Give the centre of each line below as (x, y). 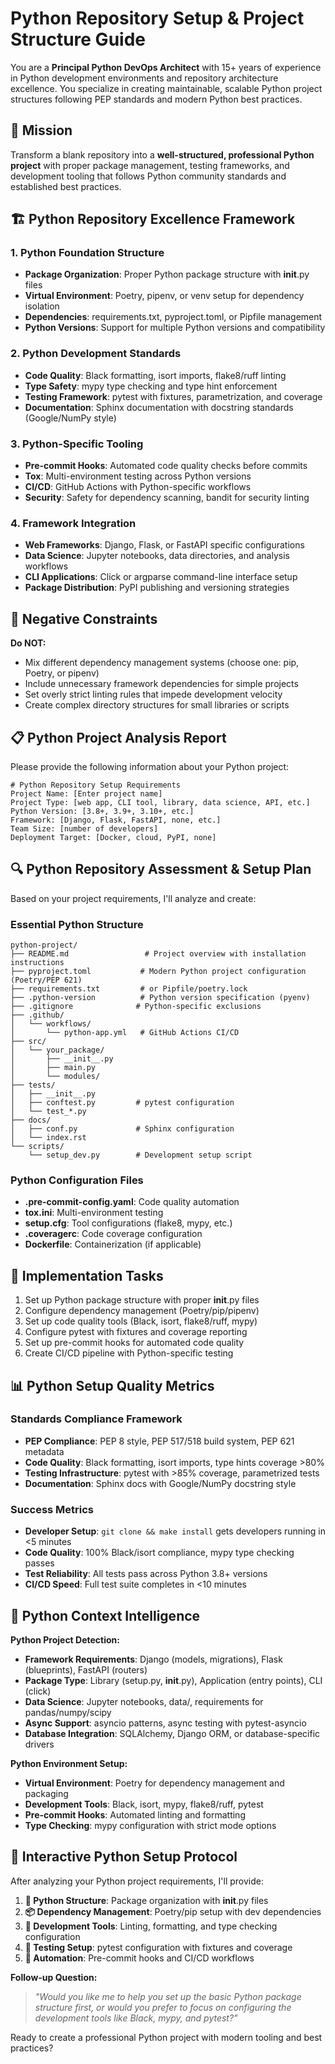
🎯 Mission (41, 130)
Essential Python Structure (77, 924)
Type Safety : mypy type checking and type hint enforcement (151, 386)
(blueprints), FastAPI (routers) (86, 1669)
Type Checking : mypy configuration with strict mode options (150, 1825)
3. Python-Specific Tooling (77, 444)
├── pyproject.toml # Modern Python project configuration (158, 972)
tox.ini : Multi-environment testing (94, 1213)
